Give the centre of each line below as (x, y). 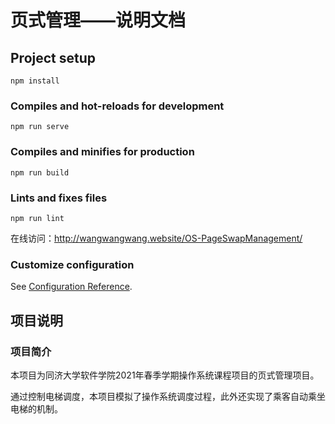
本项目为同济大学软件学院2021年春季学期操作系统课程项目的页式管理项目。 (165, 375)
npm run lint (37, 218)
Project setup (53, 57)
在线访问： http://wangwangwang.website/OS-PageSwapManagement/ (156, 238)
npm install (35, 81)
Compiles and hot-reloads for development (117, 106)
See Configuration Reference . (71, 287)
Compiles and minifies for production (102, 152)
